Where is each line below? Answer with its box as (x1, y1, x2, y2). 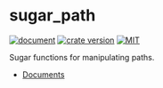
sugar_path (9, 5, 96, 26)
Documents (21, 68, 65, 80)
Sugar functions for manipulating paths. (9, 52, 155, 62)
